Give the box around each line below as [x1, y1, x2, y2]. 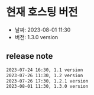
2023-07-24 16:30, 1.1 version [6, 66, 83, 73]
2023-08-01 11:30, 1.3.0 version [6, 84, 89, 90]
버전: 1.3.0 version [14, 33, 59, 40]
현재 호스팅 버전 [6, 5, 78, 19]
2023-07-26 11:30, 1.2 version [6, 72, 83, 78]
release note [6, 51, 53, 61]
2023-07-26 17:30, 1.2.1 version [6, 78, 89, 84]
